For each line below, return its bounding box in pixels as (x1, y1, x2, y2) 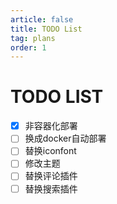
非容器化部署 (24, 120, 78, 132)
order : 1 (10, 42, 47, 53)
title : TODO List (10, 24, 83, 34)
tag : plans (10, 33, 56, 43)
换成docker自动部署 (24, 132, 107, 145)
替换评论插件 (24, 170, 78, 182)
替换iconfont (24, 145, 77, 157)
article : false (10, 14, 74, 25)
